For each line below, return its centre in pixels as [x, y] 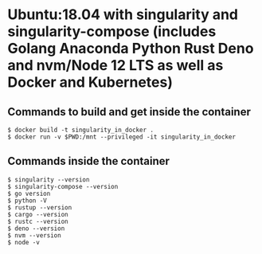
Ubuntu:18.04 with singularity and [123, 15]
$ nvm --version [34, 235]
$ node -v [24, 242]
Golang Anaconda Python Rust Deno [131, 49]
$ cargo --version [38, 214]
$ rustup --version [40, 207]
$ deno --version [36, 229]
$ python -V [27, 201]
